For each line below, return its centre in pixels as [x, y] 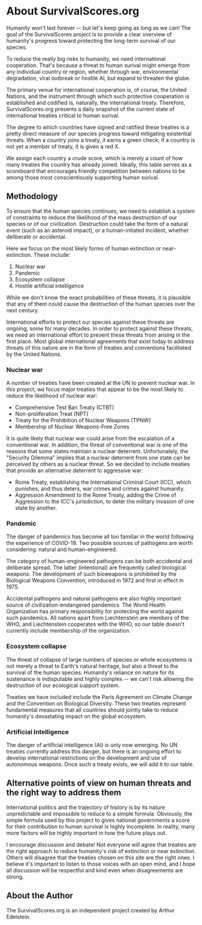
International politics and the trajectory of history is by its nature [86, 807]
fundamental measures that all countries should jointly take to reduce [92, 710]
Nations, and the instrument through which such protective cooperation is [98, 96]
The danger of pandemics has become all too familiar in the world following [100, 537]
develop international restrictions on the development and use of [87, 758]
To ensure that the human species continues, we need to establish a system [100, 211]
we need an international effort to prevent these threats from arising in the [98, 335]
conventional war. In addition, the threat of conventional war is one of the [97, 445]
